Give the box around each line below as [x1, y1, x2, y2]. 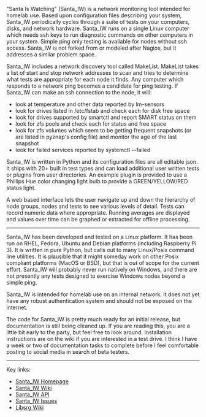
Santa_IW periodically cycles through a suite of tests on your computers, [6, 18, 190, 25]
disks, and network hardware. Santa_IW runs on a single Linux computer [6, 25, 189, 32]
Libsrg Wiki [15, 404, 44, 411]
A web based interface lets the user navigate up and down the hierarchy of [6, 196, 196, 203]
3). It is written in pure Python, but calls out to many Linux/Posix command [6, 247, 194, 253]
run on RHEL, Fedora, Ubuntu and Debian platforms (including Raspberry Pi [6, 240, 197, 247]
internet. [6, 304, 28, 311]
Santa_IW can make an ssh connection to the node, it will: [6, 89, 152, 96]
